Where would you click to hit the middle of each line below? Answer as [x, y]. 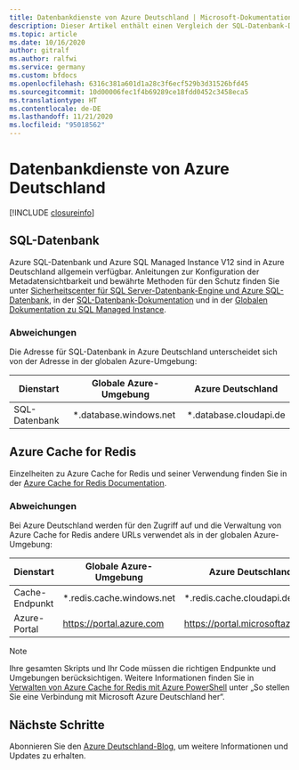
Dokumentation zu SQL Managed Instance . [88, 309]
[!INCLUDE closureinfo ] [52, 212]
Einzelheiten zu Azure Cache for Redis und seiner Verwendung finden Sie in [148, 474]
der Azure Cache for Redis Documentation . [88, 482]
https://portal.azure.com [113, 624]
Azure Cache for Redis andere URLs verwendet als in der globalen [130, 535]
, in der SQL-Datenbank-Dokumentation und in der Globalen [158, 300]
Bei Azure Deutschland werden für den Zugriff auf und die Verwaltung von [145, 525]
